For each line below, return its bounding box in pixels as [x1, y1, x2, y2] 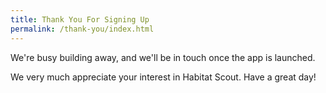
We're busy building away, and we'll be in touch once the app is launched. [10, 51, 316, 63]
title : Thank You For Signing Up [10, 14, 150, 25]
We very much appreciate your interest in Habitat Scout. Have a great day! [10, 71, 317, 83]
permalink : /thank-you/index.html [10, 24, 155, 34]
